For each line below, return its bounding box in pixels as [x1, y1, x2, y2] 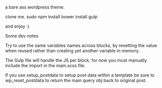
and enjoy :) [5, 23, 30, 29]
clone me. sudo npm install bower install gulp [5, 14, 98, 19]
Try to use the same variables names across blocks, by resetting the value [5, 43, 158, 48]
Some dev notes [5, 33, 39, 39]
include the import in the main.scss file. [5, 63, 86, 68]
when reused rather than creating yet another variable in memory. [5, 48, 140, 53]
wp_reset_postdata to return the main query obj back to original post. [5, 78, 147, 83]
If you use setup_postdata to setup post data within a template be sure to [5, 72, 155, 78]
